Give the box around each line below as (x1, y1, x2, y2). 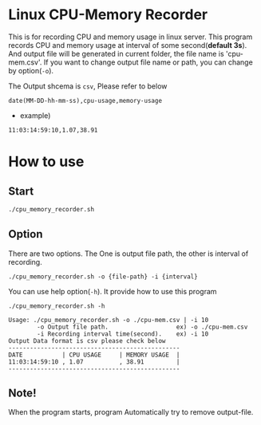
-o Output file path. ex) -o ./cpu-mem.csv (37, 323, 248, 331)
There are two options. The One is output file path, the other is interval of (8, 249, 249, 258)
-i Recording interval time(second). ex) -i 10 (37, 329, 209, 338)
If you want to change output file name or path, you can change (43, 57, 253, 67)
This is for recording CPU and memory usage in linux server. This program (8, 32, 253, 41)
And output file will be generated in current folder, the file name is (8, 49, 225, 58)
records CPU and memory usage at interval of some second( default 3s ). (8, 40, 247, 49)
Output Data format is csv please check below (8, 336, 166, 344)
